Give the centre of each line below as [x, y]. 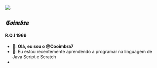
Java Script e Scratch [34, 57]
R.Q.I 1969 [16, 35]
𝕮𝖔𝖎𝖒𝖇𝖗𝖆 [17, 23]
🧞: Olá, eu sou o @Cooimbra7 [43, 46]
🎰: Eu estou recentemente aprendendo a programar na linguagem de [82, 51]
